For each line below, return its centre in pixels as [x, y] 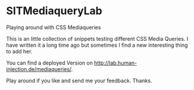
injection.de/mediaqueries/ [39, 69]
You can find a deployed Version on [49, 63]
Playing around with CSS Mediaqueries [54, 27]
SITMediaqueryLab [54, 11]
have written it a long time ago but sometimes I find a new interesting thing [97, 45]
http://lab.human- [115, 63]
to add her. [19, 51]
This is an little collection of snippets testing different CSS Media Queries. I [97, 38]
